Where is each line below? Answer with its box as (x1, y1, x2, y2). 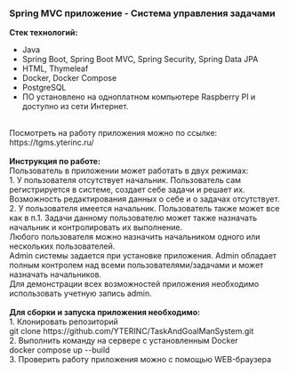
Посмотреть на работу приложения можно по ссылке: (9, 128, 218, 139)
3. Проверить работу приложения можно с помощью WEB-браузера (9, 354, 272, 365)
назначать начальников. (9, 269, 102, 280)
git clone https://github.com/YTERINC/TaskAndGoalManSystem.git (9, 326, 254, 337)
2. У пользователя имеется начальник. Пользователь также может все (9, 203, 280, 214)
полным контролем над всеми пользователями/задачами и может (9, 260, 264, 271)
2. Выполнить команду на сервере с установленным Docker (9, 336, 238, 346)
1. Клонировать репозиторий (9, 316, 118, 327)
